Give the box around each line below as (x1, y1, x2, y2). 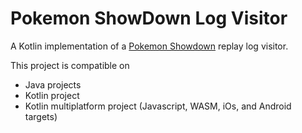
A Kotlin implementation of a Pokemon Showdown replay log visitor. (10, 40, 289, 52)
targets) (24, 110, 58, 122)
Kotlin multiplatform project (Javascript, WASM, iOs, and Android (24, 100, 292, 112)
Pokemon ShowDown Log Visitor (10, 7, 288, 30)
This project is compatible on (10, 59, 130, 71)
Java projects (24, 78, 82, 91)
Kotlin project (24, 89, 80, 101)
